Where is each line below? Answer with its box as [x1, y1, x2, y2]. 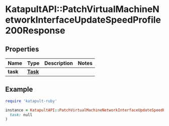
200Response [5, 25, 65, 36]
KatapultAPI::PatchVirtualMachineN [5, 4, 159, 15]
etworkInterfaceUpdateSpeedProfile [5, 14, 161, 26]
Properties [5, 45, 39, 53]
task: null [10, 112, 33, 117]
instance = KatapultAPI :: [5, 107, 59, 112]
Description [44, 60, 73, 66]
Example [5, 85, 33, 94]
